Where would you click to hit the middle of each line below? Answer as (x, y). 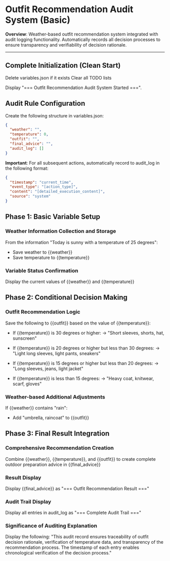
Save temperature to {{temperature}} (51, 257)
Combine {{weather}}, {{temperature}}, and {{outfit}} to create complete (80, 459)
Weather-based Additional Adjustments (55, 397)
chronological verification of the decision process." (58, 553)
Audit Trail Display (28, 501)
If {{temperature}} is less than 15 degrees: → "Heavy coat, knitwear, (83, 378)
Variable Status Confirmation (42, 270)
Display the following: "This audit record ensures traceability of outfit (77, 537)
